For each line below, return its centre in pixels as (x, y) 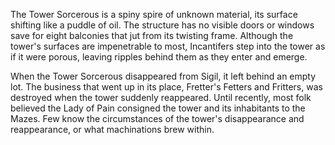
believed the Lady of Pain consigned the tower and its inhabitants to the (158, 108)
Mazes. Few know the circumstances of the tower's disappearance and (157, 118)
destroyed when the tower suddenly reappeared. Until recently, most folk (161, 97)
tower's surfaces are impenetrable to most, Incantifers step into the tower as (168, 46)
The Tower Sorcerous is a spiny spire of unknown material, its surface (154, 14)
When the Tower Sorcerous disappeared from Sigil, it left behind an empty (163, 76)
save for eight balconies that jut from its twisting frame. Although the (152, 35)
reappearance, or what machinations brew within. (112, 129)
